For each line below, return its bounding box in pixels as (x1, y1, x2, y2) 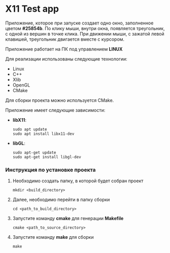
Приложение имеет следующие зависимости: (5, 107, 106, 113)
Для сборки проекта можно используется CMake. (5, 97, 114, 103)
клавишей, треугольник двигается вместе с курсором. (5, 36, 125, 42)
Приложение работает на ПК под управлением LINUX (5, 46, 123, 52)
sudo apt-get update (12, 150, 56, 155)
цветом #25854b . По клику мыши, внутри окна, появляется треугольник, (5, 25, 165, 31)
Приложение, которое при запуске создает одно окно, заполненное (5, 20, 154, 26)
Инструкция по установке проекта (5, 166, 96, 173)
